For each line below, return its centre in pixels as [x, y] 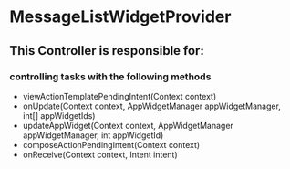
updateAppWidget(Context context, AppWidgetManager [128, 125]
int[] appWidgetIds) [59, 115]
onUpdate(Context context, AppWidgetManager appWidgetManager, [151, 106]
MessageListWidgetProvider [120, 17]
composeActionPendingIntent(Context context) [111, 144]
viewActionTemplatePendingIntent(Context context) [119, 96]
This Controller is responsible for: [107, 51]
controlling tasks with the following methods [110, 77]
